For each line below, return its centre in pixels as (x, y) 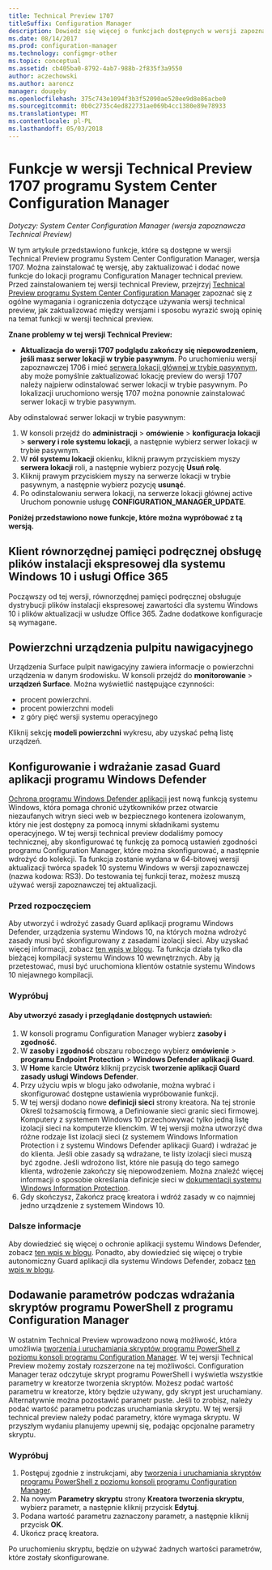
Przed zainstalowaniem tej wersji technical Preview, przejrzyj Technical (127, 284)
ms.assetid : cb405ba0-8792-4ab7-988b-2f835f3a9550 (96, 69)
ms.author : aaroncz (41, 83)
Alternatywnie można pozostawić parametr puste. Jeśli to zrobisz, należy (131, 1400)
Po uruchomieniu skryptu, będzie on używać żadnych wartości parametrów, (135, 1549)
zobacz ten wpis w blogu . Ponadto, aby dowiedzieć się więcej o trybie (125, 1252)
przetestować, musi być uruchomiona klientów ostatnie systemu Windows (132, 966)
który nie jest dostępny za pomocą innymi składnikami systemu (114, 825)
